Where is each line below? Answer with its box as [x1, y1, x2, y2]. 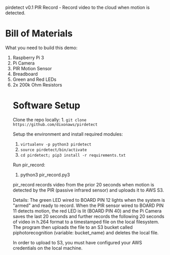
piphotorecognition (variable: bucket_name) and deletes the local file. [12, 229, 159, 236]
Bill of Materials [5, 28, 73, 39]
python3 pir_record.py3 [20, 172, 70, 178]
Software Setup [12, 100, 81, 112]
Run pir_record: [12, 161, 45, 168]
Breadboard [12, 71, 38, 77]
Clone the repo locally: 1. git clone [12, 116, 87, 122]
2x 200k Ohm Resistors [12, 81, 62, 88]
